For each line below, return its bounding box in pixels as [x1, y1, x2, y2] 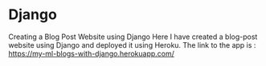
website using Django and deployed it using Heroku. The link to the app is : [8, 40, 256, 49]
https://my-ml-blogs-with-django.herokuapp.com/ [8, 49, 175, 58]
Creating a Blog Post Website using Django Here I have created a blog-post [8, 32, 258, 41]
